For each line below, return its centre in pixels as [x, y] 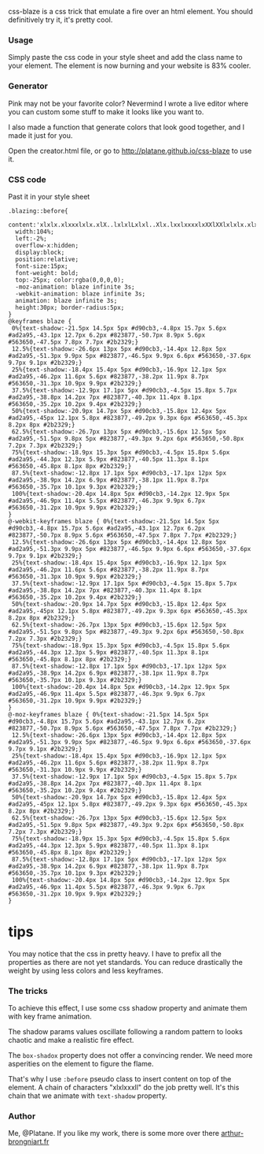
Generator [28, 86]
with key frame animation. [50, 1017]
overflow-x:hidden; [47, 245]
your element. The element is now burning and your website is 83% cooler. [130, 65]
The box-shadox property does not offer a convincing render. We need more [130, 1055]
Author [22, 1116]
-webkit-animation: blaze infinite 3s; [81, 294]
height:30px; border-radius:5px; [70, 307]
